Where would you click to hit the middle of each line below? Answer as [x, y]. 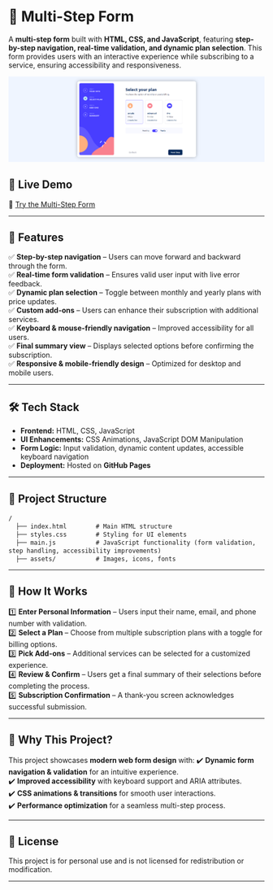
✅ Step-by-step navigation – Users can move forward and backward [125, 257]
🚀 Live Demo [41, 185]
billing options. [33, 644]
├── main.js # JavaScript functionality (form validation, [136, 543]
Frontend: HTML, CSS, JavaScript [78, 431]
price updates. [32, 302]
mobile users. [31, 373]
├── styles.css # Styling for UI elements [101, 535]
